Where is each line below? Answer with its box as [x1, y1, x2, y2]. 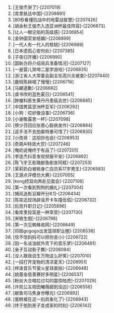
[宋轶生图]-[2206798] [12, 216, 57, 221]
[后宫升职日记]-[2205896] [12, 203, 66, 209]
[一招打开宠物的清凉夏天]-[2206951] [12, 259, 87, 265]
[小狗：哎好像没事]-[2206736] [12, 110, 75, 116]
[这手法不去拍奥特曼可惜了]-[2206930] [12, 129, 93, 134]
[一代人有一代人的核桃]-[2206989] [12, 42, 84, 47]
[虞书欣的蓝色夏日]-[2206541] [12, 91, 74, 97]
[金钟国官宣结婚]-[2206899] [12, 35, 71, 41]
